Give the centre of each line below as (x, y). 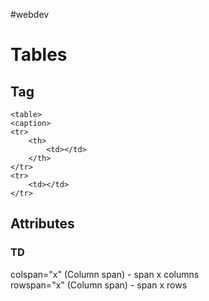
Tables (39, 55)
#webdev (30, 14)
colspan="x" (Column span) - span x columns (105, 274)
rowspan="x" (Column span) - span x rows (99, 285)
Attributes (42, 224)
